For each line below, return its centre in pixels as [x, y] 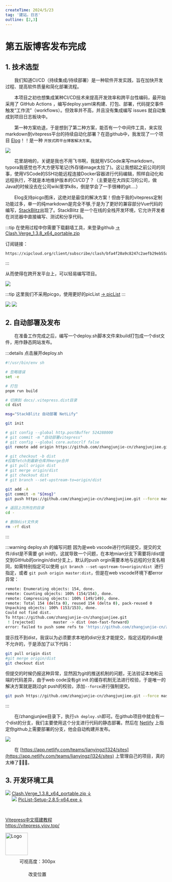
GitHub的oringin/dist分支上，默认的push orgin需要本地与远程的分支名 [87, 560]
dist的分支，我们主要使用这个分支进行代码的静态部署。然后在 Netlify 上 [84, 723]
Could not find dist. [28, 613]
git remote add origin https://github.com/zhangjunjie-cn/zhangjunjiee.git [88, 447]
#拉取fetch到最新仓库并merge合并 [37, 461]
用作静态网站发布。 [34, 342]
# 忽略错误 [15, 372]
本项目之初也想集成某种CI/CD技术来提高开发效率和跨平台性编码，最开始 [90, 97]
